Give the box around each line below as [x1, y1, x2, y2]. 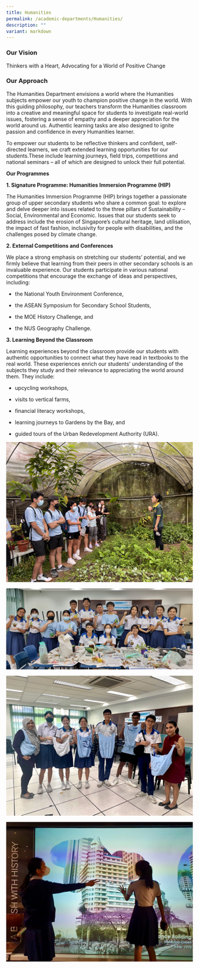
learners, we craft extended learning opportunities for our [27, 146, 169, 153]
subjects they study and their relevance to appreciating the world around [6, 366, 184, 373]
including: [6, 278, 31, 286]
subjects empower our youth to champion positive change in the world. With [6, 97, 192, 104]
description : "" [6, 22, 46, 28]
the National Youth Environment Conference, [14, 290, 124, 297]
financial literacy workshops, [14, 407, 85, 414]
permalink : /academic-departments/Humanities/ [6, 15, 123, 22]
